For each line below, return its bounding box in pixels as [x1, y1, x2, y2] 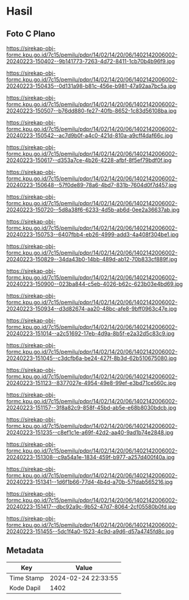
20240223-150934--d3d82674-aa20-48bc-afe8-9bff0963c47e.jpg [6, 305, 177, 312]
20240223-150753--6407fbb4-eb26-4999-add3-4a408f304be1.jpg [6, 231, 179, 238]
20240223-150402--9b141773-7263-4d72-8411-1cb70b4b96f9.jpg [6, 58, 175, 65]
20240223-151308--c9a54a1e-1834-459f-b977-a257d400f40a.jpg [6, 454, 175, 461]
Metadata [6, 545, 44, 556]
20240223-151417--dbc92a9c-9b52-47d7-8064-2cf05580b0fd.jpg [6, 503, 176, 510]
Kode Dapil [9, 584, 41, 592]
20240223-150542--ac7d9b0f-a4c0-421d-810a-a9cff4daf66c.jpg [6, 132, 173, 139]
